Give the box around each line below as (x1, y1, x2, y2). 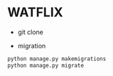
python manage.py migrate (7, 62, 84, 69)
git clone (17, 28, 44, 36)
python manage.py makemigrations (7, 55, 107, 63)
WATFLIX (7, 4, 63, 21)
